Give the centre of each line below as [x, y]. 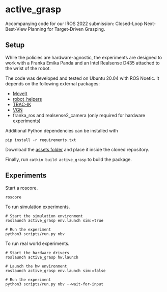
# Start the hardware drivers [37, 253]
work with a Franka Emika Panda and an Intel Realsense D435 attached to [83, 63]
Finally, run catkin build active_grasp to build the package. [69, 159]
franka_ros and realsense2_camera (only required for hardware [79, 115]
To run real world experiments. [37, 243]
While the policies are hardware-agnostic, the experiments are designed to [84, 57]
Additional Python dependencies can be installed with [62, 130]
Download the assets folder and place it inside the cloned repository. [77, 149]
